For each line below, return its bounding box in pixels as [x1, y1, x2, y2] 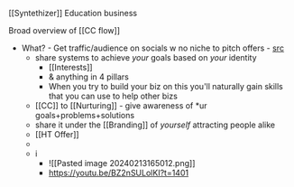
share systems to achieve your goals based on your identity [34, 52, 258, 62]
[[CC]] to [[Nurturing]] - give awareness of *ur [34, 100, 208, 111]
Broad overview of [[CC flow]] [8, 25, 121, 35]
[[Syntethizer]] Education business [8, 8, 137, 18]
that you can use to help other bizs [48, 90, 178, 101]
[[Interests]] [48, 62, 93, 72]
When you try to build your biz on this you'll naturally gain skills [48, 81, 283, 91]
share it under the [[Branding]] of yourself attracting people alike [34, 119, 276, 130]
